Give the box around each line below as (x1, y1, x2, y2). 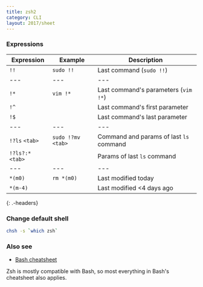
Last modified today (97, 173, 154, 182)
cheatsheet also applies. (6, 274, 67, 282)
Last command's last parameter (97, 112, 187, 121)
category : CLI (6, 15, 42, 21)
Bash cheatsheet (14, 256, 57, 263)
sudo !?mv (52, 134, 80, 141)
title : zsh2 (6, 8, 36, 15)
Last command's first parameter (97, 103, 188, 111)
